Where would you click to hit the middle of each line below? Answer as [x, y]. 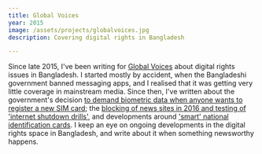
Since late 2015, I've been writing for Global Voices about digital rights [122, 67]
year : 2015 [26, 23]
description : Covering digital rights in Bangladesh [96, 37]
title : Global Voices [44, 15]
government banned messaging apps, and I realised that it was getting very [131, 83]
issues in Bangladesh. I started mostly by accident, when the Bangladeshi [127, 75]
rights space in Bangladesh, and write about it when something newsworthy [131, 134]
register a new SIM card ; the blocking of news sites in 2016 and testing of [127, 108]
